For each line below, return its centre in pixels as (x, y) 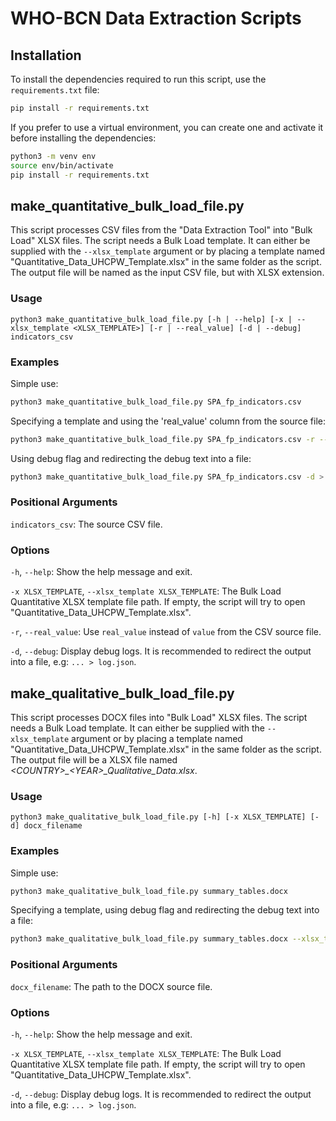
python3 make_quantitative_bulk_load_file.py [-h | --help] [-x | (151, 319)
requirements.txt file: (55, 90)
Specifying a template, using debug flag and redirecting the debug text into (165, 910)
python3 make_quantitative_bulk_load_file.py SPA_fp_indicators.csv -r (162, 439)
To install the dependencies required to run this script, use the (138, 79)
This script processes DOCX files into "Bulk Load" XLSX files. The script (159, 717)
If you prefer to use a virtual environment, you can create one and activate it (167, 127)
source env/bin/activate (62, 165)
